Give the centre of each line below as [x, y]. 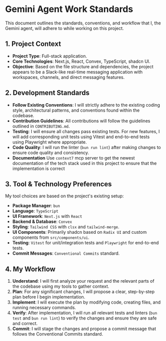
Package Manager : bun [36, 206]
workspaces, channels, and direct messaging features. [69, 77]
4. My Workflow [30, 269]
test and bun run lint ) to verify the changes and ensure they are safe [84, 318]
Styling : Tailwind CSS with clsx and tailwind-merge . [66, 227]
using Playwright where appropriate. [49, 142]
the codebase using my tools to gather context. [61, 286]
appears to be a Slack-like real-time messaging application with [78, 72]
